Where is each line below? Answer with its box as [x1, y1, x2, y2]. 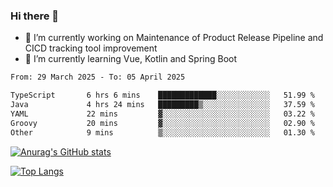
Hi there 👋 [10, 9, 60, 23]
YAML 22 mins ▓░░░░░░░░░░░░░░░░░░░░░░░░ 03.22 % [10, 109, 315, 119]
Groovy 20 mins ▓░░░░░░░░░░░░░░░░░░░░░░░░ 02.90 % [10, 118, 315, 128]
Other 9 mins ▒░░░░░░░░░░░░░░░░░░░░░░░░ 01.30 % [10, 127, 315, 138]
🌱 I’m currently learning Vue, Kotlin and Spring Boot [24, 53, 238, 65]
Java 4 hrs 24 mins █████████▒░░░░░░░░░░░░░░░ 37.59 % [10, 100, 315, 110]
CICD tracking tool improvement [24, 42, 158, 54]
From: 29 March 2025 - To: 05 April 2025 [10, 72, 186, 83]
